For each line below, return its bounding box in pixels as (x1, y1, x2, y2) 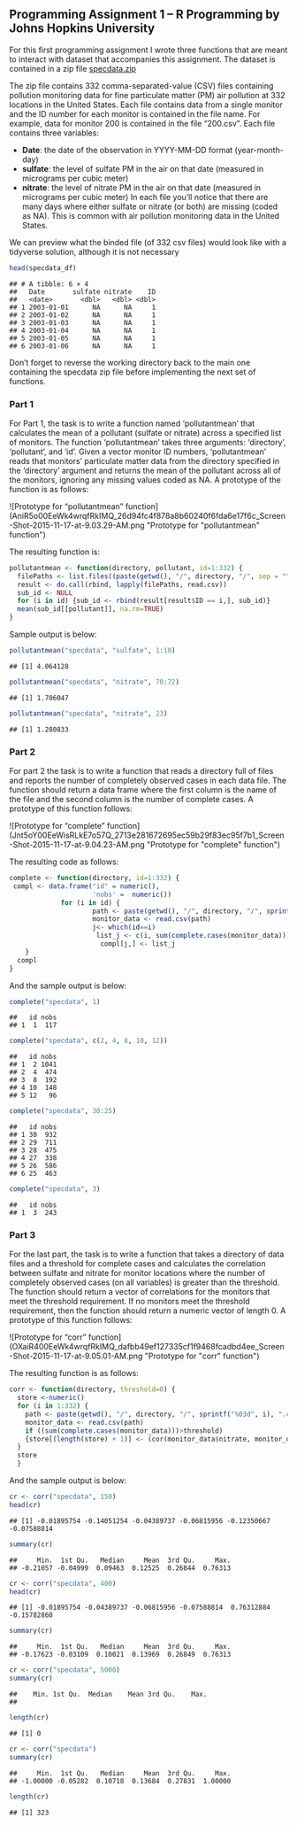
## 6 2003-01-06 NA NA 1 (9, 341, 156, 351)
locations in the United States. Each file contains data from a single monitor (9, 99, 283, 110)
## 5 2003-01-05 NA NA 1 (9, 334, 156, 343)
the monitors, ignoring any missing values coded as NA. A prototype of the (9, 474, 281, 485)
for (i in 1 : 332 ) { (17, 1402, 89, 1411)
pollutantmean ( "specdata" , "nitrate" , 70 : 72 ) (9, 677, 179, 686)
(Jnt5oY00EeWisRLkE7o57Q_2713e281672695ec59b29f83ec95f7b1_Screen (9, 830, 285, 840)
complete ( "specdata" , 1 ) (9, 997, 101, 1006)
